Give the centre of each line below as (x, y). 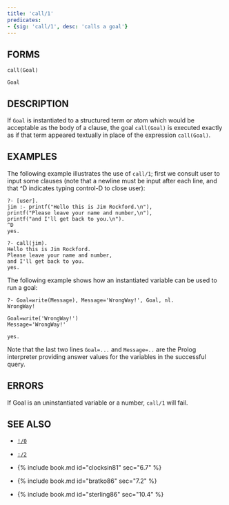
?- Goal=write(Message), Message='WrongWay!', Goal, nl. (91, 300)
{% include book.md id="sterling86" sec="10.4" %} (90, 495)
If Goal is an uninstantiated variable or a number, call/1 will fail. (98, 403)
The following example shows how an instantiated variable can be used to (112, 280)
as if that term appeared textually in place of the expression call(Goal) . (109, 135)
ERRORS (26, 386)
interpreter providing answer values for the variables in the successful (107, 356)
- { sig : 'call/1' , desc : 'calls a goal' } (68, 26)
